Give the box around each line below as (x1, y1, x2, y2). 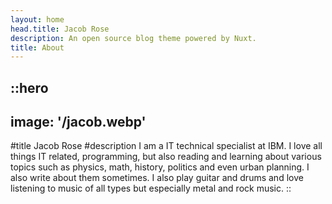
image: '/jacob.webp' (10, 114, 147, 131)
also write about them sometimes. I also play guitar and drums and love (10, 172, 304, 184)
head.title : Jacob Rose (10, 24, 110, 34)
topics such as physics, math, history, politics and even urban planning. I (10, 161, 310, 173)
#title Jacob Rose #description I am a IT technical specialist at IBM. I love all (10, 140, 323, 152)
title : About (10, 42, 65, 53)
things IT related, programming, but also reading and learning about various (10, 151, 322, 163)
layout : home (10, 14, 65, 25)
